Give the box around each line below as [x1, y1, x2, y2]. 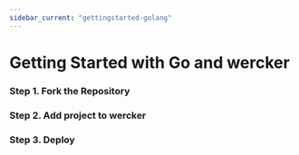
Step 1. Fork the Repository [9, 84, 130, 97]
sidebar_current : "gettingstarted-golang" [9, 13, 172, 23]
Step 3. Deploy [9, 133, 75, 146]
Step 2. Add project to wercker [9, 109, 147, 121]
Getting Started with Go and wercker [9, 52, 290, 73]
